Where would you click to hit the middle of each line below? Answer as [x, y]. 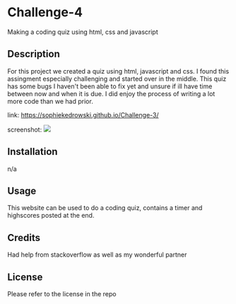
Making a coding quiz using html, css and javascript [83, 32]
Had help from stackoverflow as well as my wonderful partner [97, 255]
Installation [33, 152]
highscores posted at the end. [51, 216]
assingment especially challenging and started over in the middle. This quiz [117, 78]
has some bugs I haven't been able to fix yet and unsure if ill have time [110, 86]
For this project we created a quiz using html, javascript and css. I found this [118, 71]
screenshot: [25, 129]
